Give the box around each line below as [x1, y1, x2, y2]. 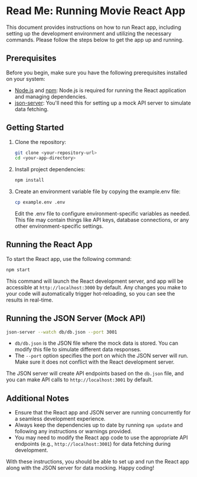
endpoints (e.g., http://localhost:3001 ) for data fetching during [14, 440, 171, 447]
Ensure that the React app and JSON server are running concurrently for [14, 409, 191, 416]
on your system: [6, 75, 45, 82]
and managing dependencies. [14, 93, 87, 100]
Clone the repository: [14, 138, 67, 145]
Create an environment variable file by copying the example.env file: [14, 188, 181, 195]
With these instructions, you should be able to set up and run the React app [6, 458, 190, 465]
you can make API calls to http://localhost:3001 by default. [6, 376, 153, 383]
